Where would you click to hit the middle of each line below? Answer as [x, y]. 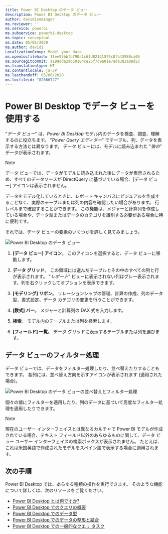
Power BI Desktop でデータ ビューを [80, 106]
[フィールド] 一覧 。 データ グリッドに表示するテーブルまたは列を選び [84, 331]
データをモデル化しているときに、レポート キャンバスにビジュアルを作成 [80, 196]
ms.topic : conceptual [28, 38]
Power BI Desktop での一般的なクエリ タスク [58, 526]
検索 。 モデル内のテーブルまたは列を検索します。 [63, 321]
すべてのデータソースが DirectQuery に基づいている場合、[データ [81, 179]
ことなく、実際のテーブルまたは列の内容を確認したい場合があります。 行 [84, 202]
